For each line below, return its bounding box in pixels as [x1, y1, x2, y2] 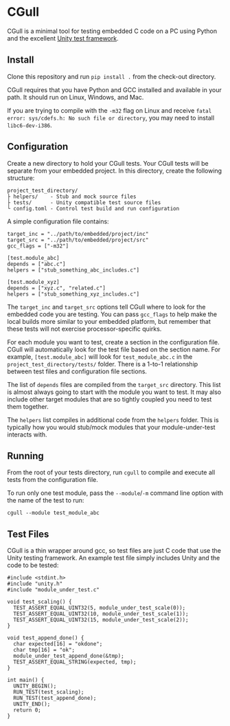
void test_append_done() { [7, 635, 84, 641]
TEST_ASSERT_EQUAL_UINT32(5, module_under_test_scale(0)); [13, 604, 186, 612]
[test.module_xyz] [7, 278, 60, 285]
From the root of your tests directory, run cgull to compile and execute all [7, 468, 216, 476]
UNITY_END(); [13, 701, 51, 708]
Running [7, 450, 45, 461]
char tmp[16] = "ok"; [13, 647, 76, 654]
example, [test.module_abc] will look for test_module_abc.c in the [7, 352, 193, 361]
